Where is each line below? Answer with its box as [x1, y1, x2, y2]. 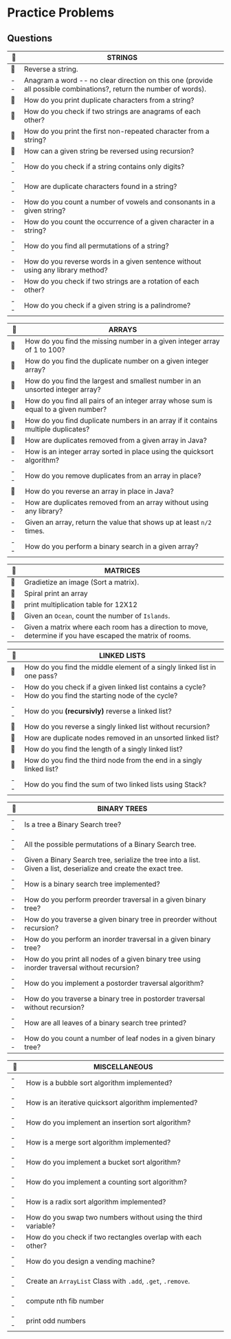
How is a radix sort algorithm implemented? [25, 1197, 166, 1207]
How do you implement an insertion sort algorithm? [25, 1118, 191, 1127]
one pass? [23, 671, 58, 680]
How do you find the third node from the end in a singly [23, 755, 202, 765]
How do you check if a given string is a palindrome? [23, 301, 191, 310]
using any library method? [23, 266, 108, 275]
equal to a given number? [25, 405, 107, 414]
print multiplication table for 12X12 [23, 600, 137, 609]
